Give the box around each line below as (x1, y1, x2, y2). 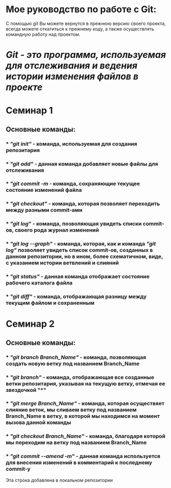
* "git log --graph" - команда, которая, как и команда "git (6, 240, 156, 247)
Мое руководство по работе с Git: (6, 4, 157, 15)
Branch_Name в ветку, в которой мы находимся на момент (6, 413, 160, 420)
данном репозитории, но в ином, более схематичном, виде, (6, 253, 163, 260)
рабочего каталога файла (6, 279, 73, 286)
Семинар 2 (6, 318, 55, 330)
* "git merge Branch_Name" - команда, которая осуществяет (6, 400, 165, 407)
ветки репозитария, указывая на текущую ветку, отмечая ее (6, 380, 165, 387)
